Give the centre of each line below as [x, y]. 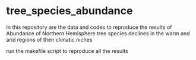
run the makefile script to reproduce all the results [67, 51]
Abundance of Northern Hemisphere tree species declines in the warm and [98, 33]
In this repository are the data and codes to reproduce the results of [89, 27]
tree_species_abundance [69, 11]
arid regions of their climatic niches [49, 39]
